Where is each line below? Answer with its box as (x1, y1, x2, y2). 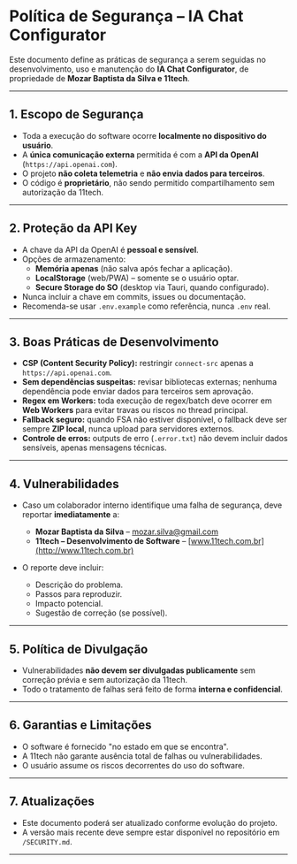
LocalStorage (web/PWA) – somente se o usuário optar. (34, 272, 240, 283)
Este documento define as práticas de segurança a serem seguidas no (9, 54, 267, 65)
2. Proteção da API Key (9, 221, 138, 236)
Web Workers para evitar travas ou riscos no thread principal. (21, 405, 248, 416)
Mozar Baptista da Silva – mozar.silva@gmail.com (34, 526, 219, 537)
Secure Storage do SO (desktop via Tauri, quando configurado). (34, 281, 270, 293)
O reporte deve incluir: (21, 562, 104, 573)
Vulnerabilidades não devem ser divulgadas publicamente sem (21, 665, 256, 676)
